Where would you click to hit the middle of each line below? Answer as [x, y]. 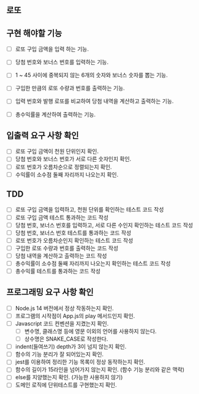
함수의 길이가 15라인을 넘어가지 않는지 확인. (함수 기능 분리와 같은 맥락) [100, 369]
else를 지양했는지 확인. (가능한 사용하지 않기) [69, 377]
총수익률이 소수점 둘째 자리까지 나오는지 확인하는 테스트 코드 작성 [93, 263]
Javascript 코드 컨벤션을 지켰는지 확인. [62, 324]
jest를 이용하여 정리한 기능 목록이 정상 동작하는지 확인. [80, 362]
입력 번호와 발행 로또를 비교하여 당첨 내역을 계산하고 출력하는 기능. [94, 101]
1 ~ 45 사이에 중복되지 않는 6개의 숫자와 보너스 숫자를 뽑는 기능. [92, 75]
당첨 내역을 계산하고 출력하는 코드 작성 [61, 256]
